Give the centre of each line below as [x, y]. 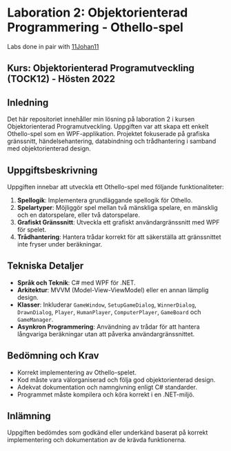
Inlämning [29, 416]
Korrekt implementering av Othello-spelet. [77, 372]
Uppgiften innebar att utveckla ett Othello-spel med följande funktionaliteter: [115, 186]
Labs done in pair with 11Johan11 [53, 46]
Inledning [28, 103]
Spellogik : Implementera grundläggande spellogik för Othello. [105, 200]
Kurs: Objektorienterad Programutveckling [101, 68]
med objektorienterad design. [49, 148]
